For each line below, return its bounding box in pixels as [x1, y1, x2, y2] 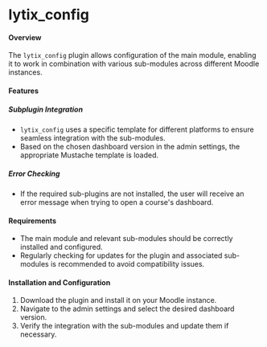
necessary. [19, 329, 57, 339]
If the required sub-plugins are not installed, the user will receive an [19, 189, 244, 198]
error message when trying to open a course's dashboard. [19, 197, 214, 206]
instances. [8, 67, 43, 77]
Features [8, 86, 39, 96]
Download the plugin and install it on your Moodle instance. [19, 296, 217, 305]
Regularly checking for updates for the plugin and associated [19, 251, 223, 260]
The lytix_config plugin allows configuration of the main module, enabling [8, 51, 257, 60]
